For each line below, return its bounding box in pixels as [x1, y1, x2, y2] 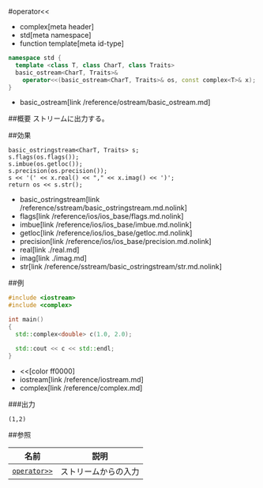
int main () [8, 316, 44, 324]
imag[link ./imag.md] [19, 253, 87, 263]
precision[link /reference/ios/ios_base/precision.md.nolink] [19, 237, 212, 246]
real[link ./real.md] [19, 245, 80, 255]
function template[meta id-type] [19, 39, 125, 48]
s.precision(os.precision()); [8, 167, 108, 175]
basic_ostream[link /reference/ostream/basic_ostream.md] [19, 98, 211, 107]
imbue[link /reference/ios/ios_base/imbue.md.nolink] [19, 220, 192, 230]
